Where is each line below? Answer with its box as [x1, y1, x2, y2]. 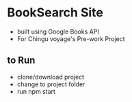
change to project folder [16, 80, 85, 88]
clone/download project [16, 73, 84, 81]
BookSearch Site [7, 5, 104, 21]
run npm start [16, 87, 56, 95]
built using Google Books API [16, 27, 99, 36]
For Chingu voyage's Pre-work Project [16, 34, 125, 42]
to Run [7, 55, 36, 66]
